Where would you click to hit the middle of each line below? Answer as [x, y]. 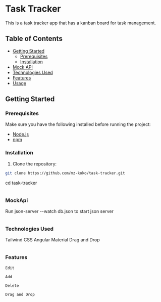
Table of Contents [34, 39]
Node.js [21, 134]
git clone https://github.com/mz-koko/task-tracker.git [65, 173]
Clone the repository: [35, 164]
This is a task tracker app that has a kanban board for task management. [81, 23]
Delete [12, 286]
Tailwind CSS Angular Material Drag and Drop [52, 240]
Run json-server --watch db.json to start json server [59, 211]
